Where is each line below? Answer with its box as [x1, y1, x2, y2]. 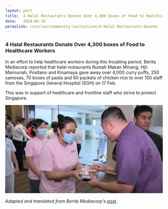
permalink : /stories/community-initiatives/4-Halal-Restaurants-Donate [5, 24, 157, 29]
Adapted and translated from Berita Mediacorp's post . [5, 198, 117, 204]
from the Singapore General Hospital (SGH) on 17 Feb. [5, 80, 116, 86]
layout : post [5, 8, 32, 13]
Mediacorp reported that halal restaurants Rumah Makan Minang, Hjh [5, 64, 148, 70]
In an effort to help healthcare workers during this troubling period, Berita [5, 58, 156, 64]
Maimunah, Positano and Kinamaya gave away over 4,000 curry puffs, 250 [5, 69, 159, 75]
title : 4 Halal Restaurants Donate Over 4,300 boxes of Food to [5, 13, 144, 18]
